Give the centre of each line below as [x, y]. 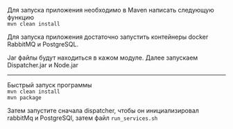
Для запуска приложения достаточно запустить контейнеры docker [108, 37]
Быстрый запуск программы [50, 85]
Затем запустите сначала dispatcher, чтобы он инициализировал [103, 111]
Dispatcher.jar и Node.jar [43, 65]
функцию [21, 17]
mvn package [24, 98]
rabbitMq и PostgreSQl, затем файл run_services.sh [83, 118]
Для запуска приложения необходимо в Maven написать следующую [111, 10]
